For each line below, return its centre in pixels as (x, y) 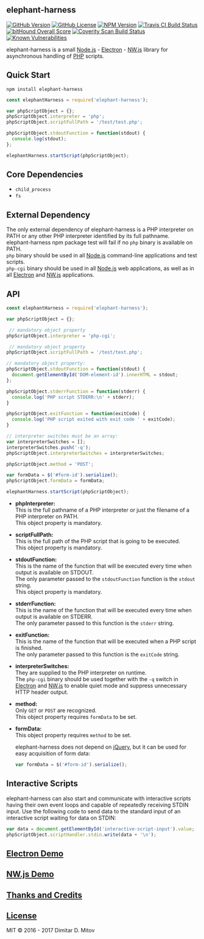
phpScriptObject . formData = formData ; (55, 481)
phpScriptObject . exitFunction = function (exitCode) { (76, 414)
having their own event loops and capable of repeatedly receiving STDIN (97, 805)
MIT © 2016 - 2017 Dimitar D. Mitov (51, 930)
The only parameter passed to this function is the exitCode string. (97, 654)
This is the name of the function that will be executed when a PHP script (106, 641)
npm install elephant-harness (45, 89)
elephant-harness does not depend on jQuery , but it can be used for (101, 747)
